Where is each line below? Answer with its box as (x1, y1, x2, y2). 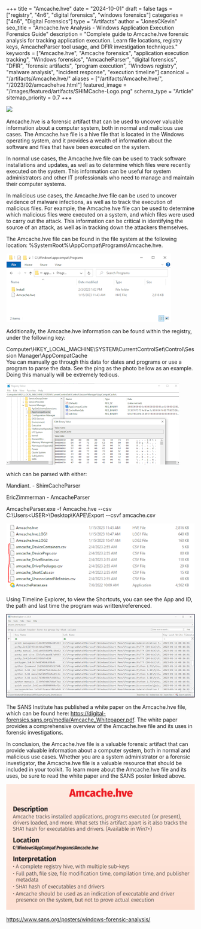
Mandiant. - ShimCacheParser (6, 482, 81, 489)
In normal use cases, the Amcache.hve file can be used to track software (6, 155, 187, 162)
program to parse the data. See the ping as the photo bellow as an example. (6, 365, 193, 371)
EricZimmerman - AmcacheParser (6, 494, 90, 501)
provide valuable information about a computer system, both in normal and (6, 747, 190, 754)
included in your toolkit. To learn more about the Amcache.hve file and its (6, 766, 187, 773)
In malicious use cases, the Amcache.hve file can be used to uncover (6, 192, 177, 199)
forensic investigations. (6, 729, 64, 736)
